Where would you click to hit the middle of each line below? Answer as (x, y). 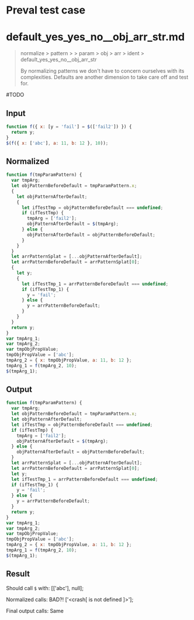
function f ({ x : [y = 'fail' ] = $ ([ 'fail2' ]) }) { (69, 127)
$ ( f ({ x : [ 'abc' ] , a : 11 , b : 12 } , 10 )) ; (57, 143)
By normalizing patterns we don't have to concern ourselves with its (102, 71)
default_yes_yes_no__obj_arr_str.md (96, 37)
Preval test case (46, 10)
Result (18, 574)
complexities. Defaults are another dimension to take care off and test (104, 77)
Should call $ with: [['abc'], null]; (45, 588)
